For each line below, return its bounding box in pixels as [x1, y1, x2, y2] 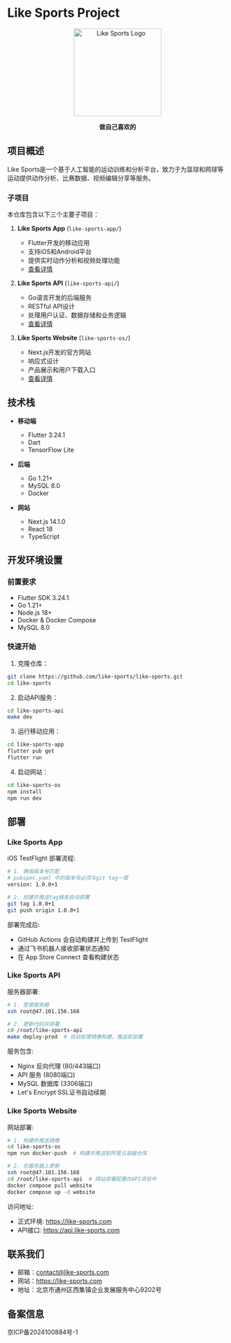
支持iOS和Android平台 [27, 247, 92, 256]
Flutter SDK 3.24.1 [17, 593, 69, 601]
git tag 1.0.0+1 [7, 900, 55, 907]
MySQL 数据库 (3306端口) [17, 1080, 93, 1088]
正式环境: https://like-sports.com [17, 1217, 112, 1225]
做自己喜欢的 [99, 123, 136, 131]
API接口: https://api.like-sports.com [17, 1225, 120, 1234]
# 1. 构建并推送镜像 [7, 1136, 60, 1144]
